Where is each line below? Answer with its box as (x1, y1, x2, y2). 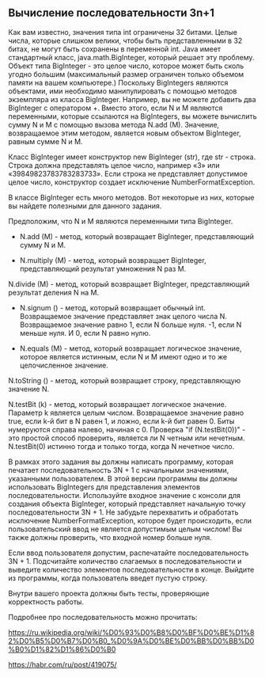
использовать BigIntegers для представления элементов (8, 482, 200, 492)
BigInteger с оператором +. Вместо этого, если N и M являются (8, 103, 223, 112)
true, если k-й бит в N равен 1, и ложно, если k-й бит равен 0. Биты (8, 416, 235, 426)
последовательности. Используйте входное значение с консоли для (8, 490, 241, 500)
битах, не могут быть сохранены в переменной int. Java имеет (8, 44, 221, 54)
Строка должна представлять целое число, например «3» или (8, 160, 220, 169)
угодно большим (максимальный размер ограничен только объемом (8, 69, 244, 78)
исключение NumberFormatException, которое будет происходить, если (8, 515, 252, 525)
